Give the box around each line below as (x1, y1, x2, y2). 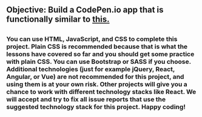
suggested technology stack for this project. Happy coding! (6, 103, 186, 111)
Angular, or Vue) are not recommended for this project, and (6, 72, 184, 81)
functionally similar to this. (6, 14, 110, 25)
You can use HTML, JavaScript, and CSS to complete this (6, 34, 178, 43)
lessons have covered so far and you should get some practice (6, 49, 195, 58)
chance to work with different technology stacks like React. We (6, 87, 197, 96)
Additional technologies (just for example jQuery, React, (6, 65, 175, 73)
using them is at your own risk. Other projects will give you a (6, 80, 188, 88)
